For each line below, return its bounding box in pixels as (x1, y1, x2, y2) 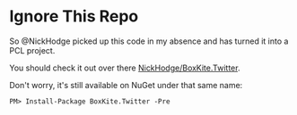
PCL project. (9, 45, 56, 55)
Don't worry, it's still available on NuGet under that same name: (9, 79, 243, 90)
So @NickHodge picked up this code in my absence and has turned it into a (9, 36, 289, 46)
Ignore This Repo (9, 6, 139, 27)
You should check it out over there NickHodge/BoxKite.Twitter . (9, 62, 240, 73)
